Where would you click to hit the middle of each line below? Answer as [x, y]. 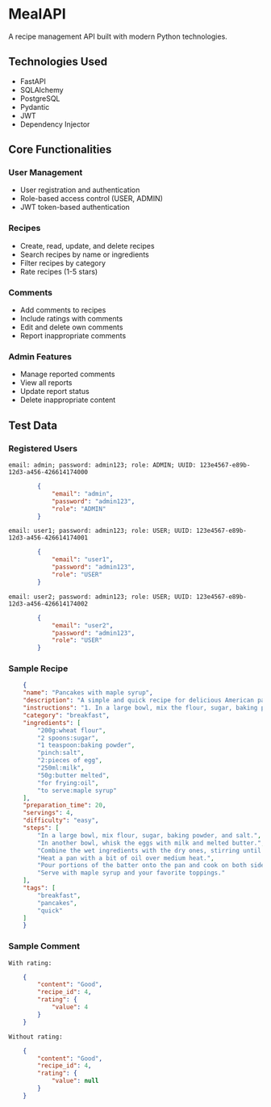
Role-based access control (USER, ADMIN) [92, 199]
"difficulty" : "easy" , [61, 820]
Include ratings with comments [71, 319]
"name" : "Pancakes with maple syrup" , [88, 693]
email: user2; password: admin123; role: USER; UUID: [101, 597]
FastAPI [33, 81]
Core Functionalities [60, 150]
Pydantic [35, 107]
